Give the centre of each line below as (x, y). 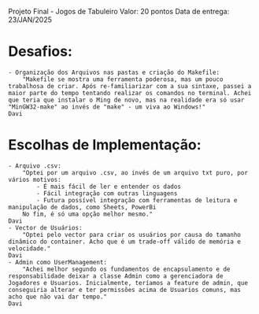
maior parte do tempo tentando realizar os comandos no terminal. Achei (130, 93)
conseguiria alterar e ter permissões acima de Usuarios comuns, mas (125, 290)
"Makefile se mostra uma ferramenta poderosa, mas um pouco (123, 79)
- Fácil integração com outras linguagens (107, 193)
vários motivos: (35, 179)
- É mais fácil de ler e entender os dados (109, 187)
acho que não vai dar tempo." (58, 297)
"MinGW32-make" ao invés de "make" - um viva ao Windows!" (107, 107)
